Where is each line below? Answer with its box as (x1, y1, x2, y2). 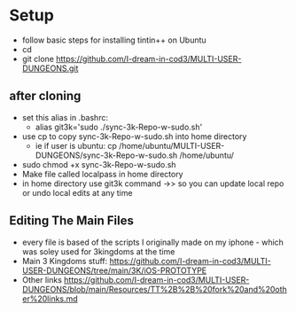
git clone (21, 53, 55, 64)
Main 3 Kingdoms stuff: (21, 255, 108, 266)
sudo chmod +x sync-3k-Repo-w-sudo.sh (21, 159, 176, 169)
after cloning (9, 89, 82, 104)
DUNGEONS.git (21, 63, 79, 74)
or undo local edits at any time (21, 187, 133, 198)
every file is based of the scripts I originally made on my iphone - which (21, 237, 284, 247)
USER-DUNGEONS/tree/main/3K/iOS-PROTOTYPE (21, 265, 207, 276)
